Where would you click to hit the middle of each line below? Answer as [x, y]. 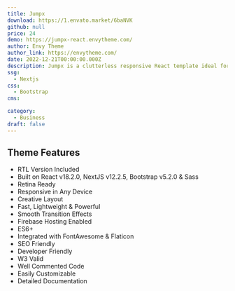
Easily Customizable [47, 273]
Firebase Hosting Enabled [55, 222]
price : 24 [22, 33]
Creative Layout [40, 199]
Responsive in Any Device [55, 192]
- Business [29, 118]
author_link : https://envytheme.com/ [62, 53]
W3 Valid [30, 259]
